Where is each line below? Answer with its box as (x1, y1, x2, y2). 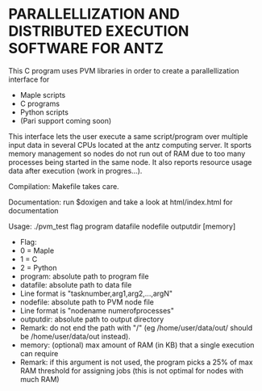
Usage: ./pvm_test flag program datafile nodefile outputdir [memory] (8, 221, 236, 231)
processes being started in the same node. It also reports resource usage (8, 157, 252, 166)
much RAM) (19, 374, 60, 384)
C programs (19, 99, 60, 108)
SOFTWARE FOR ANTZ (8, 40, 164, 57)
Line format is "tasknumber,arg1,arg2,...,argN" (19, 288, 173, 298)
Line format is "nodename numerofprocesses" (19, 305, 175, 315)
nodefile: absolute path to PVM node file (19, 296, 155, 307)
